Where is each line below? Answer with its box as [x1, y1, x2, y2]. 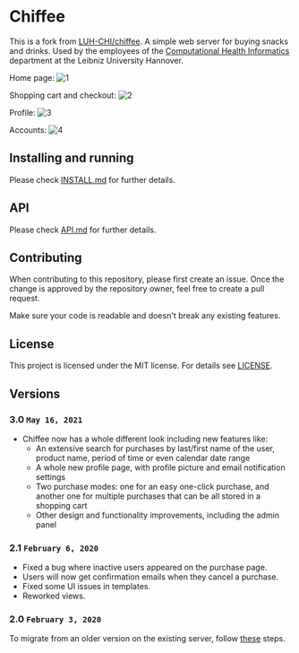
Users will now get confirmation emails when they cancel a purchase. [21, 571, 279, 582]
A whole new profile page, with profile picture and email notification [35, 462, 286, 473]
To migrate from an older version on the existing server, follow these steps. [9, 633, 286, 644]
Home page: [9, 72, 56, 83]
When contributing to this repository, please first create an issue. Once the [9, 274, 285, 284]
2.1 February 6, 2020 [9, 541, 99, 553]
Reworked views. [21, 590, 86, 602]
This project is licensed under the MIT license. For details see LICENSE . [9, 361, 273, 371]
